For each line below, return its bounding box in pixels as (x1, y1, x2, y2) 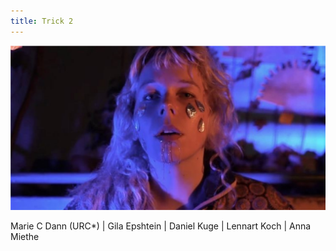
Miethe (10, 230, 40, 242)
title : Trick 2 (10, 16, 74, 26)
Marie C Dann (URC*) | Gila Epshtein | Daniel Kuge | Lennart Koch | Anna (10, 220, 312, 232)
